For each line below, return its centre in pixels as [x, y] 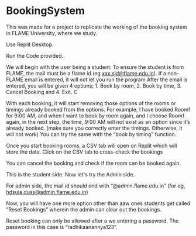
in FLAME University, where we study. [52, 33]
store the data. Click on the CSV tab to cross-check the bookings [85, 152]
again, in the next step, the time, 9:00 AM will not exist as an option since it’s [98, 122]
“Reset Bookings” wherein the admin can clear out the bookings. [84, 209]
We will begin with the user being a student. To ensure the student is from [95, 67]
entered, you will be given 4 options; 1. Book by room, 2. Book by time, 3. [94, 85]
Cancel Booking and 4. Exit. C [42, 92]
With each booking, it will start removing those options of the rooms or [91, 103]
